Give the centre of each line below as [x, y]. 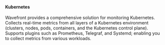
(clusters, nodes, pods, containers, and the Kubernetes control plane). [77, 28]
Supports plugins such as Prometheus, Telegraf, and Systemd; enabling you [82, 33]
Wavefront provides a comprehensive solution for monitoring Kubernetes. [80, 18]
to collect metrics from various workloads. [48, 39]
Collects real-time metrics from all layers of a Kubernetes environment [77, 23]
